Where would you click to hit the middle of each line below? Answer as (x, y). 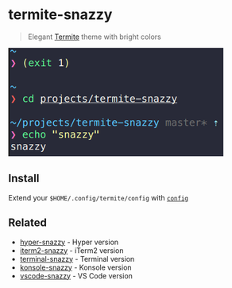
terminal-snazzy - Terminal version (77, 259)
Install (24, 179)
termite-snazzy (60, 15)
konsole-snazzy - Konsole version (76, 267)
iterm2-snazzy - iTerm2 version (72, 250)
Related (28, 223)
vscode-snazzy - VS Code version (76, 275)
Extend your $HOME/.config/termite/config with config (99, 197)
